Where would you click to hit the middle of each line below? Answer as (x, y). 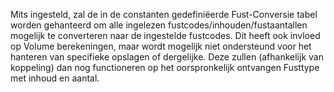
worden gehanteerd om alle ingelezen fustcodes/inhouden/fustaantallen (159, 25)
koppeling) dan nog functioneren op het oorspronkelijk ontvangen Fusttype (165, 67)
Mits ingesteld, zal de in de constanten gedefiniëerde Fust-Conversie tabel (164, 14)
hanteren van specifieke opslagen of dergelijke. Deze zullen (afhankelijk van (167, 57)
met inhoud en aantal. (55, 78)
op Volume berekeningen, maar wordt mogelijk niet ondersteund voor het (161, 46)
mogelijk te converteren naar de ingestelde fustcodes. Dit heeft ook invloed (165, 35)
